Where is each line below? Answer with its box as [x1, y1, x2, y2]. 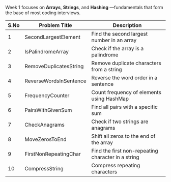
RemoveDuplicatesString [24, 63, 84, 70]
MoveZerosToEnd [24, 136, 67, 143]
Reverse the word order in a [91, 74, 158, 81]
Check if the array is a [91, 45, 144, 52]
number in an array [91, 37, 137, 44]
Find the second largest [91, 31, 148, 37]
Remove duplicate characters [91, 59, 161, 67]
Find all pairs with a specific [91, 104, 158, 110]
